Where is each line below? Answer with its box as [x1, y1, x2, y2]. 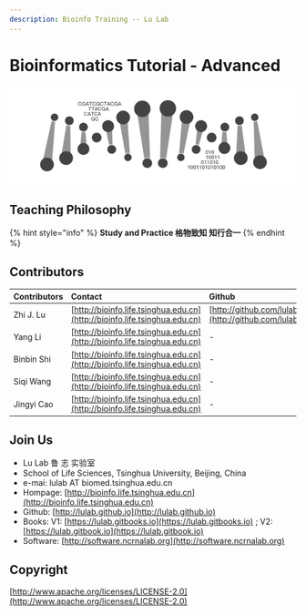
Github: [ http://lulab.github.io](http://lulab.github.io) [22, 507, 216, 518]
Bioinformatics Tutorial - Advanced [9, 55, 280, 76]
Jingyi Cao [13, 398, 54, 409]
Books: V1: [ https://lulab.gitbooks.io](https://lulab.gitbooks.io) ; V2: [22, 516, 273, 528]
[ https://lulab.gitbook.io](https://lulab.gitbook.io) [22, 526, 204, 537]
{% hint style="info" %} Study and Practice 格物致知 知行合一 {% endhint [9, 228, 285, 239]
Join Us [9, 432, 54, 447]
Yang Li [13, 331, 42, 342]
